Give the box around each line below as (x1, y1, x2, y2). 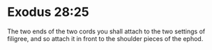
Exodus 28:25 (7, 4, 89, 20)
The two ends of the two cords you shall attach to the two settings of (7, 27, 206, 35)
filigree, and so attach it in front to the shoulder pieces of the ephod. (7, 34, 204, 42)
